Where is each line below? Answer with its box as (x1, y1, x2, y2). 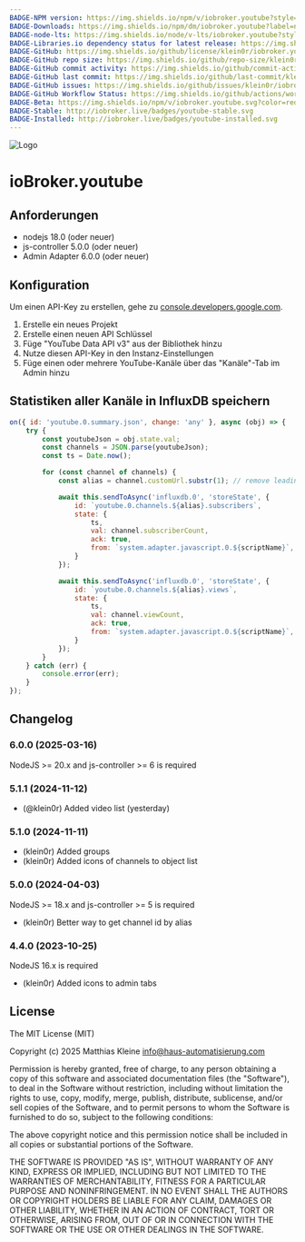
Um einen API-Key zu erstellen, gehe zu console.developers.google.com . (9, 301, 283, 312)
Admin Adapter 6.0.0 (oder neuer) (22, 251, 150, 262)
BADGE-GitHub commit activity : (9, 65, 128, 74)
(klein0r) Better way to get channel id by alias (22, 917, 192, 928)
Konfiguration (9, 277, 90, 293)
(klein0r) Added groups (22, 846, 111, 857)
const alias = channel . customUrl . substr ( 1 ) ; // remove (57, 476, 271, 485)
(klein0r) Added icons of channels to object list (22, 856, 198, 867)
